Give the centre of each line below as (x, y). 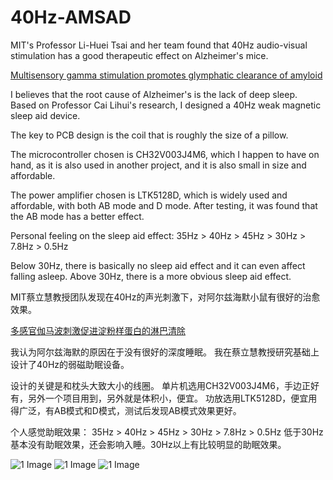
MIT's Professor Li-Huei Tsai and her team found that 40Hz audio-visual (159, 45)
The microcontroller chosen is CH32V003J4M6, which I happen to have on (165, 154)
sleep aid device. (45, 115)
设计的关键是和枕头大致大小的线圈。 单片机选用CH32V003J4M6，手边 (156, 385)
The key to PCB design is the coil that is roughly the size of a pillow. (149, 135)
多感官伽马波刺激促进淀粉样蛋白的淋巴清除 (98, 330)
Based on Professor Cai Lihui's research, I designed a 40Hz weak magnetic (166, 105)
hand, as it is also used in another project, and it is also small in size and (158, 165)
